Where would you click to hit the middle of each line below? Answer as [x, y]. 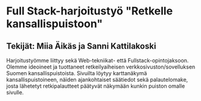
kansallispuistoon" [55, 24]
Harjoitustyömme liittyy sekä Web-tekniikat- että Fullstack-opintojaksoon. [97, 60]
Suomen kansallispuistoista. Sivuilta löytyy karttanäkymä [77, 73]
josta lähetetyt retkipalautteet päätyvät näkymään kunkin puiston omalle [96, 86]
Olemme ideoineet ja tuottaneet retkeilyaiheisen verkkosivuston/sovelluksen [101, 67]
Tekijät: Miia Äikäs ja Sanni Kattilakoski [81, 46]
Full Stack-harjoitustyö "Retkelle [90, 11]
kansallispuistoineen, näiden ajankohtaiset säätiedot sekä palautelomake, [97, 80]
